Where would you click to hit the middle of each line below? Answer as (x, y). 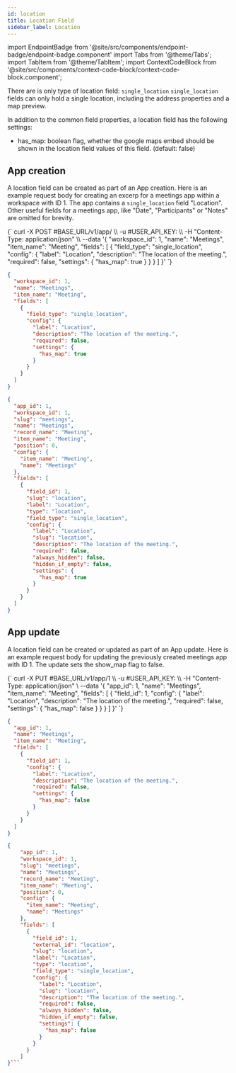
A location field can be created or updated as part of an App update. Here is (118, 649)
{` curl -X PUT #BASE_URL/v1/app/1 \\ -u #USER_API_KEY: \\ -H (99, 678)
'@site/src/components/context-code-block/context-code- (94, 70)
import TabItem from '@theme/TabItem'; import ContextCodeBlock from (112, 62)
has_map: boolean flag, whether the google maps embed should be (116, 141)
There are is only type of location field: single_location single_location (113, 91)
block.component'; (35, 77)
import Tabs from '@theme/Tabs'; (163, 55)
